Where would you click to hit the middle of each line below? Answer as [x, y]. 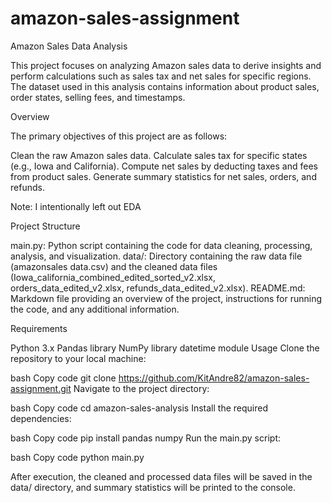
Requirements [39, 328]
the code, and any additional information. [95, 309]
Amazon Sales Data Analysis [69, 46]
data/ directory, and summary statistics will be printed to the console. [153, 487]
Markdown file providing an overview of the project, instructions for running [166, 298]
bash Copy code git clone [63, 378]
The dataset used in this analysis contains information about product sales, [165, 86]
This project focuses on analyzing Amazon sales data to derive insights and [166, 65]
